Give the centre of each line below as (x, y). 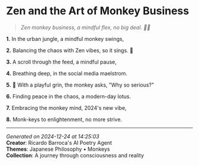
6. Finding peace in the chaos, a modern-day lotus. (69, 96)
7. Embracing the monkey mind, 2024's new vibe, (66, 107)
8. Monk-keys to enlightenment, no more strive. (64, 119)
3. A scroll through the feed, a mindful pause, (61, 62)
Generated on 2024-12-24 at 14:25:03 (53, 136)
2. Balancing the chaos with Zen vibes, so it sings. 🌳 (70, 50)
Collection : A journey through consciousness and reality (75, 155)
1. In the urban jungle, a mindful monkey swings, (65, 39)
